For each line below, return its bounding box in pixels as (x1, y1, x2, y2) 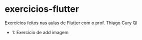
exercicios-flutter (4, 3, 79, 15)
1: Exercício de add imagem (11, 29, 68, 35)
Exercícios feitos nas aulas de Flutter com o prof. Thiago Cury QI (4, 20, 138, 26)
